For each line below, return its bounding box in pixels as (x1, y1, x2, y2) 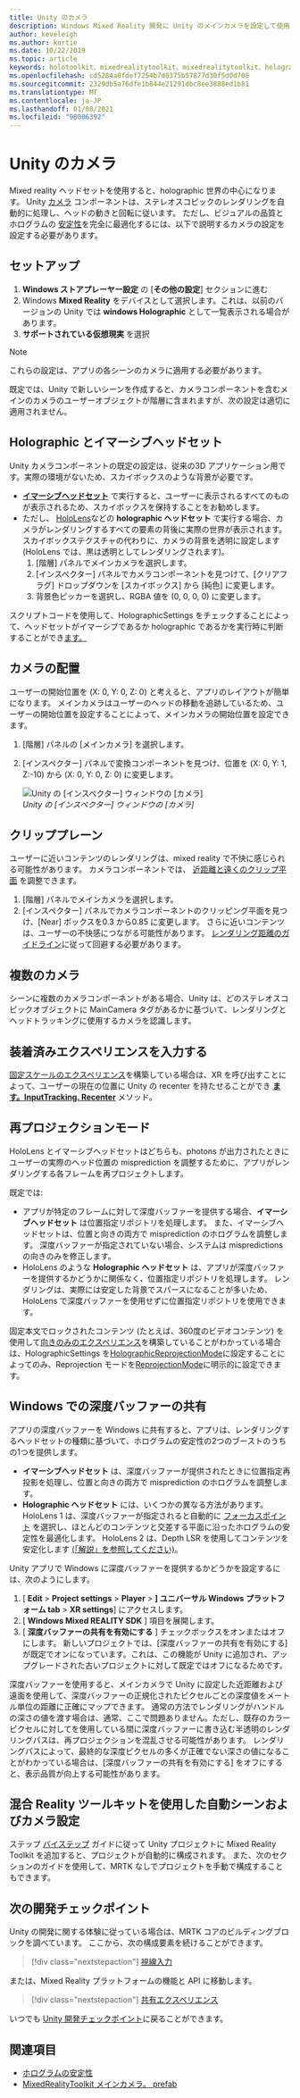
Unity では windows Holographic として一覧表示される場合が (63, 305, 290, 317)
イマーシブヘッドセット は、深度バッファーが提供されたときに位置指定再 (21, 1466, 291, 1476)
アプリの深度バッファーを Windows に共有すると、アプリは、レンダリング (9, 1424, 283, 1434)
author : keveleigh (9, 29, 78, 38)
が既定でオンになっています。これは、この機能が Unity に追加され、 (21, 1649, 272, 1659)
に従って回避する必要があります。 (61, 939, 186, 949)
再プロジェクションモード (9, 1120, 150, 1135)
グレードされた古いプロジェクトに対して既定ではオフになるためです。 (29, 1659, 287, 1670)
